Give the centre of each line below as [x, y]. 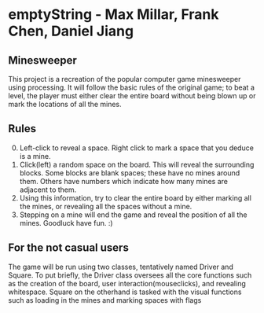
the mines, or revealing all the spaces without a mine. [106, 206]
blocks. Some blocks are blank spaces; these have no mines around [130, 173]
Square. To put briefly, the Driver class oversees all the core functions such [130, 275]
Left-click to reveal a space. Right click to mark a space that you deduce [136, 148]
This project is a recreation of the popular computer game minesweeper [125, 79]
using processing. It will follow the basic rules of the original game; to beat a [132, 87]
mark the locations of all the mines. [65, 104]
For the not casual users [69, 248]
